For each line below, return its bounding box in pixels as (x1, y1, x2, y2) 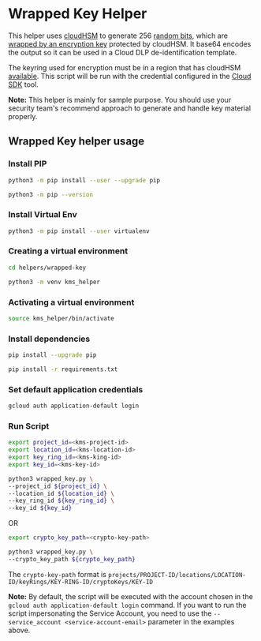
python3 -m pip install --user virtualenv (8, 227, 150, 235)
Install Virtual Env (8, 209, 77, 220)
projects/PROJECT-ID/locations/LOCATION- (107, 571, 246, 579)
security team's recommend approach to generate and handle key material (8, 103, 251, 113)
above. (8, 625, 31, 635)
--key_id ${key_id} (8, 504, 73, 512)
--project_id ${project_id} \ (8, 482, 108, 490)
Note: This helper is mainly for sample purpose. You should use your (8, 95, 232, 104)
